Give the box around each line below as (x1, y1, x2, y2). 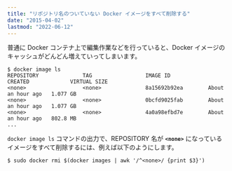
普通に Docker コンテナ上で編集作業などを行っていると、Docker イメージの (7, 43, 226, 52)
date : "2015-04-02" (7, 17, 64, 24)
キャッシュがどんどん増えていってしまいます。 (7, 52, 142, 60)
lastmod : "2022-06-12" (7, 23, 74, 30)
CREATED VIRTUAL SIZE (7, 78, 109, 85)
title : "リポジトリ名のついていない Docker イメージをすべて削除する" (7, 10, 191, 18)
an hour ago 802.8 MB (7, 115, 77, 123)
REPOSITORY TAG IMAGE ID (7, 72, 171, 79)
